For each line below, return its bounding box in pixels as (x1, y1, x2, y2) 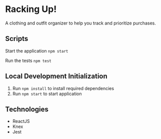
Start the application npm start (5, 47, 68, 53)
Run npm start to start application (12, 90, 82, 96)
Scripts (5, 34, 28, 43)
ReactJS (12, 118, 30, 124)
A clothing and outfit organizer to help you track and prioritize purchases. (5, 20, 156, 26)
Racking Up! (5, 3, 57, 15)
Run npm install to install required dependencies (12, 85, 114, 91)
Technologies (5, 105, 49, 113)
